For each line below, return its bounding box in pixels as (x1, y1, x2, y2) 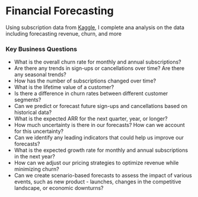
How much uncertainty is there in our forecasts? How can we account (14, 122, 185, 129)
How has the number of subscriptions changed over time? (14, 77, 157, 84)
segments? (14, 96, 41, 103)
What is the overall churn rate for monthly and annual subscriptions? (14, 58, 181, 66)
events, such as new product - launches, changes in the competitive (14, 178, 181, 185)
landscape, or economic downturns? (14, 185, 104, 192)
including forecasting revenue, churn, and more (5, 30, 122, 37)
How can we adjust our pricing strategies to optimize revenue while (14, 159, 179, 167)
